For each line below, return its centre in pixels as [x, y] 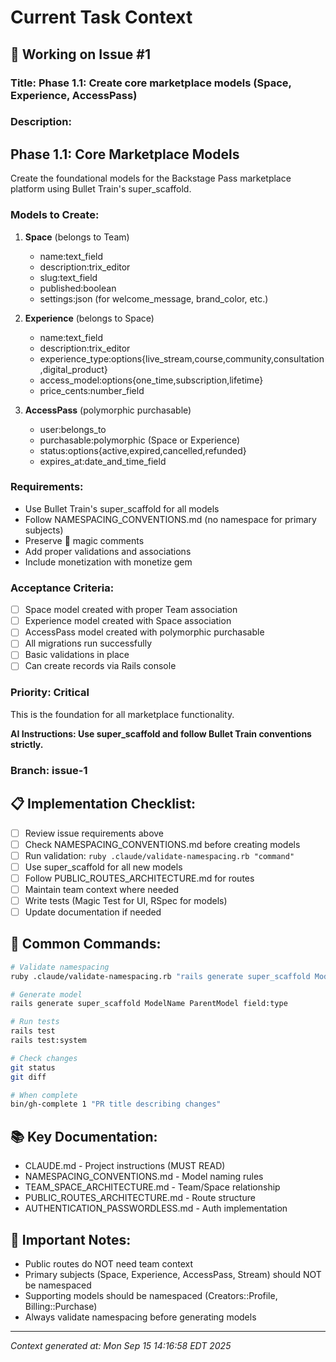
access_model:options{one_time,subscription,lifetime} [151, 380]
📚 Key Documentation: [84, 1136]
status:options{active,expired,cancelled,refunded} [143, 450]
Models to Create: [55, 215]
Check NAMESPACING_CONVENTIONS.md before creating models [162, 844]
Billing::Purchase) [61, 1306]
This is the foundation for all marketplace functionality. [122, 714]
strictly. [27, 744]
